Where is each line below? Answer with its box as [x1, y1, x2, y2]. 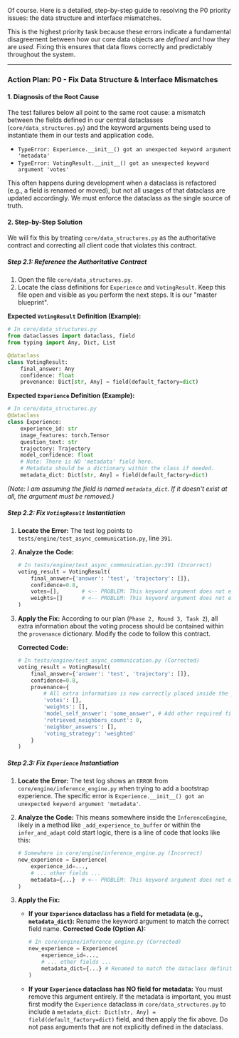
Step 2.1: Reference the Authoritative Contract [7, 257, 147, 266]
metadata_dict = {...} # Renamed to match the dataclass [41, 965, 208, 972]
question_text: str [20, 438, 78, 445]
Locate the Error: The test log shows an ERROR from [17, 777, 169, 785]
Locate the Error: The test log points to [17, 526, 133, 534]
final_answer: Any [20, 365, 75, 372]
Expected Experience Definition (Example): [7, 392, 135, 400]
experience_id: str [20, 424, 78, 432]
